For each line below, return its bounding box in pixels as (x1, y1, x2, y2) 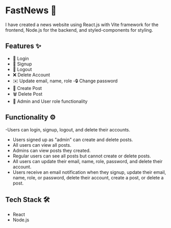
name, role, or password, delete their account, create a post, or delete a (12, 174, 164, 180)
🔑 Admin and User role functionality (12, 98, 88, 104)
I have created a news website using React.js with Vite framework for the (5, 21, 159, 28)
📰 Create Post (12, 85, 42, 91)
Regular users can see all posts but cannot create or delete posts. (12, 153, 152, 159)
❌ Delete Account (12, 72, 50, 78)
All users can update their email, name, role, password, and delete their (12, 158, 163, 164)
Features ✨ (5, 42, 41, 51)
